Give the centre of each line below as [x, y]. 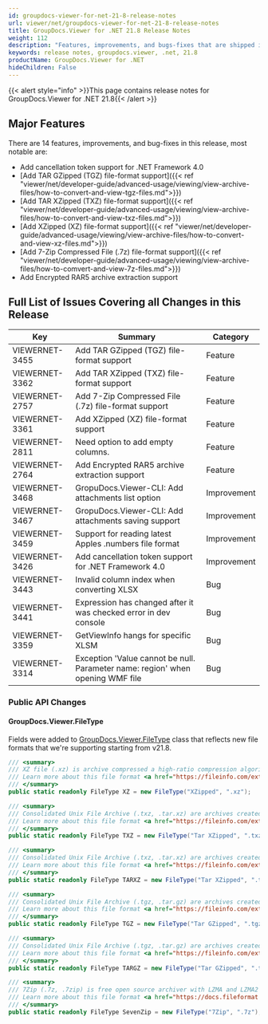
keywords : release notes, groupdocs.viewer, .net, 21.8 [103, 53]
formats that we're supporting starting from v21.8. [90, 747]
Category [231, 337]
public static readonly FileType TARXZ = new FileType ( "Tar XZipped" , [128, 880]
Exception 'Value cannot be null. [135, 659]
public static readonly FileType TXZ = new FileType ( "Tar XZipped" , [124, 836]
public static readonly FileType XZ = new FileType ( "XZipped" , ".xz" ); [130, 792]
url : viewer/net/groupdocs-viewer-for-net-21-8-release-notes [114, 23]
